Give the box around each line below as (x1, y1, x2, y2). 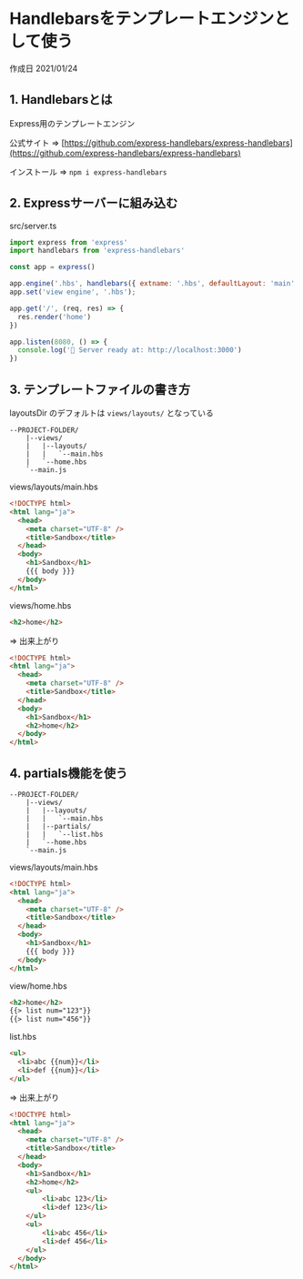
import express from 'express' (9, 237, 128, 247)
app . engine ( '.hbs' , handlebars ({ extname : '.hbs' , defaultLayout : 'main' (9, 279, 296, 288)
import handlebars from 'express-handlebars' (9, 247, 185, 256)
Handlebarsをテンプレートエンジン (9, 8, 275, 29)
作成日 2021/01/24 (9, 63, 78, 74)
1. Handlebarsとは (9, 92, 113, 107)
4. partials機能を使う (9, 765, 128, 780)
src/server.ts (9, 220, 57, 231)
